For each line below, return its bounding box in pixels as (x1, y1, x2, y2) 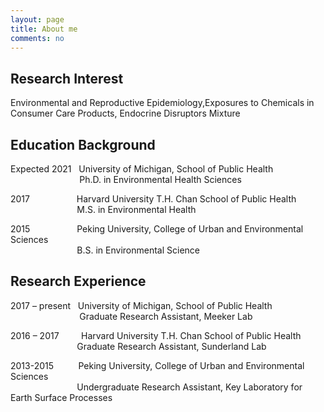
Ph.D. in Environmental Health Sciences (79, 174, 242, 185)
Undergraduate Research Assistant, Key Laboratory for (76, 381, 303, 393)
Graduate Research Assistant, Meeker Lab (79, 310, 253, 322)
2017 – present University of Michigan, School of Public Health (10, 299, 273, 311)
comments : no (10, 33, 65, 43)
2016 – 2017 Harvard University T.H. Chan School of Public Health (10, 329, 302, 341)
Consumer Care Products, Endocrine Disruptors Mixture (10, 107, 241, 120)
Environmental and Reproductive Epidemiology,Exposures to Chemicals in (10, 97, 315, 109)
